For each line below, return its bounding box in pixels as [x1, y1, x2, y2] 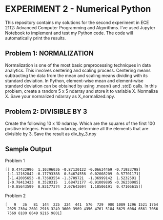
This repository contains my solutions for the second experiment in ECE [5, 20, 149, 25]
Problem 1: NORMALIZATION [5, 49, 94, 58]
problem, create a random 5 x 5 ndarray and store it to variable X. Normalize [5, 88, 159, 94]
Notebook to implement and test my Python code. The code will [5, 30, 133, 36]
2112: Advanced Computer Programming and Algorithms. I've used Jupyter [5, 24, 156, 30]
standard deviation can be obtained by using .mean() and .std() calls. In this [5, 83, 157, 89]
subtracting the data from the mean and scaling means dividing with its [5, 72, 148, 79]
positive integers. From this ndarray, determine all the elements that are [5, 125, 149, 131]
